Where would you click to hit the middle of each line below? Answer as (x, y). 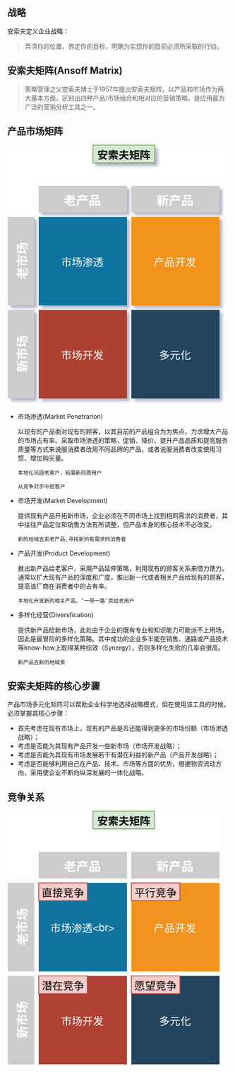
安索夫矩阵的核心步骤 (54, 686)
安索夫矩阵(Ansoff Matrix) (65, 70)
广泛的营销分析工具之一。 (62, 107)
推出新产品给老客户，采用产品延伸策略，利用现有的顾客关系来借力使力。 (122, 568)
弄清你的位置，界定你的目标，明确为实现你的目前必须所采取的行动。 (123, 46)
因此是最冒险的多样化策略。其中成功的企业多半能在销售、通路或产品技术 (122, 639)
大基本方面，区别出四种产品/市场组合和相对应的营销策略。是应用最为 (125, 98)
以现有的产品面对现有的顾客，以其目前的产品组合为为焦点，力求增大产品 (122, 431)
